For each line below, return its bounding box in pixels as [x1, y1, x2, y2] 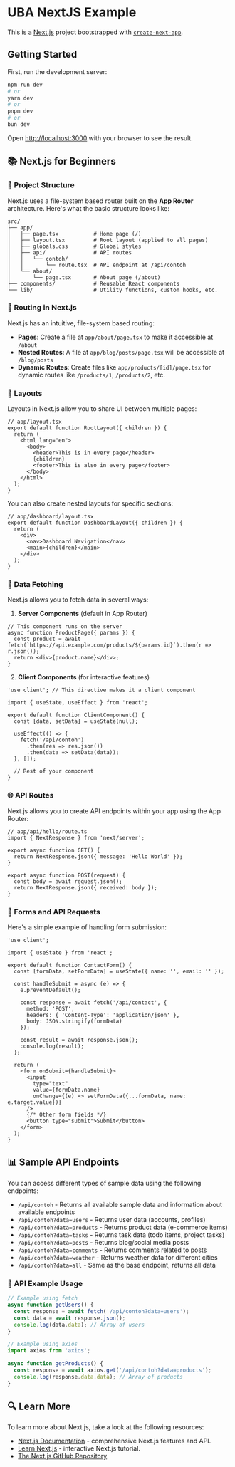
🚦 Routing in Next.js [7, 303, 77, 313]
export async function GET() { [7, 847, 100, 854]
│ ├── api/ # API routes [7, 249, 132, 256]
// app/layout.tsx [7, 418, 62, 426]
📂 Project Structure [7, 180, 75, 190]
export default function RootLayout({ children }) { [7, 424, 167, 432]
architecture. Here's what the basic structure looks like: [7, 204, 169, 212]
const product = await [14, 635, 81, 643]
